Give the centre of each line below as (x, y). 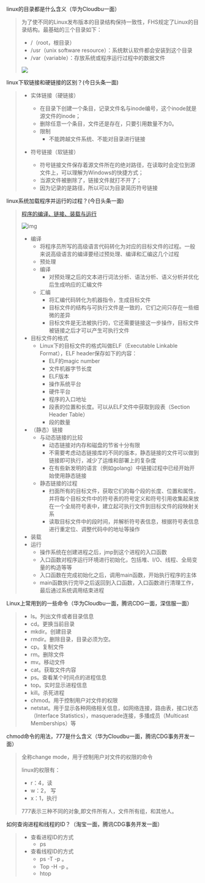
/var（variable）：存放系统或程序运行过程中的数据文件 (98, 58)
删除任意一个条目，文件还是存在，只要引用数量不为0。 (108, 124)
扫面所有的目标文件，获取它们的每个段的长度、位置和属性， (124, 491)
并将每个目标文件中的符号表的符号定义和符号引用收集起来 (121, 498)
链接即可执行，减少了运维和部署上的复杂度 (102, 460)
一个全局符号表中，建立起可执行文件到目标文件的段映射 (124, 506)
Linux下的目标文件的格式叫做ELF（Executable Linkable (109, 345)
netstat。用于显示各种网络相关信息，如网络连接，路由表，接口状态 (114, 708)
